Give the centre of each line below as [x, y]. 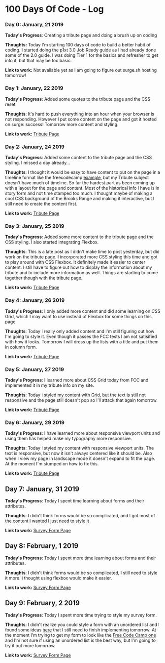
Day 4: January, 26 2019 [35, 300]
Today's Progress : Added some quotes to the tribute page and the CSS [78, 99]
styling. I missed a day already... [38, 163]
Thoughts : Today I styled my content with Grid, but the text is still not [76, 395]
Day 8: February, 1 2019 [42, 546]
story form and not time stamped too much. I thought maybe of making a [79, 193]
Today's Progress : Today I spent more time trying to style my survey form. [81, 615]
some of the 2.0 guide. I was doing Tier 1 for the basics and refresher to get [82, 55]
